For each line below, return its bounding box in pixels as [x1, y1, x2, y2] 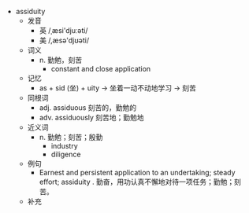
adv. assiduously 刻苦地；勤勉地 [39, 113, 144, 122]
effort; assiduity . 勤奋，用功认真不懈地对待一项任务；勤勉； [39, 177, 235, 186]
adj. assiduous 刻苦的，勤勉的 [39, 103, 137, 112]
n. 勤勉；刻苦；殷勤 [39, 133, 103, 141]
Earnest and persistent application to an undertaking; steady [39, 168, 236, 177]
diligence [50, 149, 81, 159]
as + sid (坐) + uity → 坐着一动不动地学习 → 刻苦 [39, 83, 197, 93]
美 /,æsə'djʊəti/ [39, 35, 90, 45]
